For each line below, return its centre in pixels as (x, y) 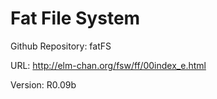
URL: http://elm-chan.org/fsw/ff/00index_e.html (108, 65)
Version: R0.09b (43, 84)
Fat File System (75, 18)
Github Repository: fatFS (61, 46)
